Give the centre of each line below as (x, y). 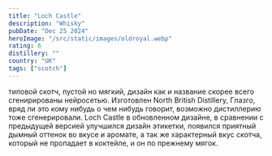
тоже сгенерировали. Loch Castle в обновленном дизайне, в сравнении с (136, 117)
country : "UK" (32, 61)
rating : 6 (25, 46)
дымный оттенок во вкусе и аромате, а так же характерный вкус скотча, (135, 134)
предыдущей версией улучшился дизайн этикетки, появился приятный (132, 125)
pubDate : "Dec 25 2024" (49, 31)
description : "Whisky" (47, 23)
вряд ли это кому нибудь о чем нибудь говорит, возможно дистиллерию (135, 108)
